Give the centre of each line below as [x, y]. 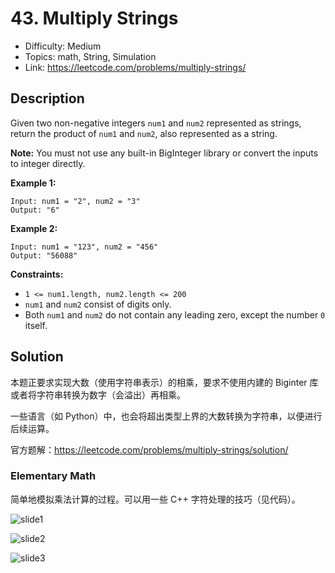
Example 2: [34, 228]
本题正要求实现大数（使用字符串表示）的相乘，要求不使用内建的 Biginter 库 [164, 382]
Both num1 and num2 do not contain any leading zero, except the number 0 [175, 314]
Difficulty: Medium [63, 46]
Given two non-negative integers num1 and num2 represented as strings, [156, 123]
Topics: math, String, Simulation [90, 56]
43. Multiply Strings [94, 18]
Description [47, 98]
